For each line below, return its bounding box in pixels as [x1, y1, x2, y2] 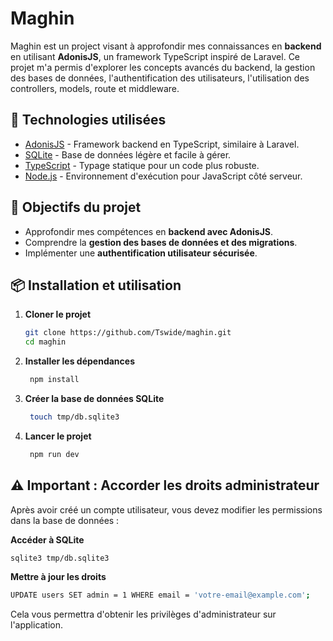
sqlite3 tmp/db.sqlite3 [10, 553, 110, 563]
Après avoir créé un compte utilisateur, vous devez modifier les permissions [10, 503, 323, 516]
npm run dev [29, 449, 80, 459]
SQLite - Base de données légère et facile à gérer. [24, 148, 232, 161]
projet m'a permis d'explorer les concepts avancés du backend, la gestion [10, 61, 316, 73]
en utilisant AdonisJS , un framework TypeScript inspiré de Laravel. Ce [10, 50, 301, 62]
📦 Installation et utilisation [10, 277, 182, 294]
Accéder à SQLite [10, 533, 85, 546]
